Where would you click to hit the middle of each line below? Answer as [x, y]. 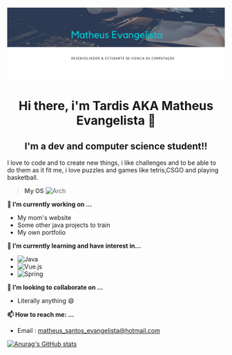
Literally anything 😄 [46, 301]
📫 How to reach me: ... [41, 315]
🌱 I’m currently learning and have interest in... [74, 246]
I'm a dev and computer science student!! [116, 146]
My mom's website [44, 218]
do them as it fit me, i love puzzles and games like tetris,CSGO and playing [113, 170]
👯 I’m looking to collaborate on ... [55, 287]
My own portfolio [41, 232]
